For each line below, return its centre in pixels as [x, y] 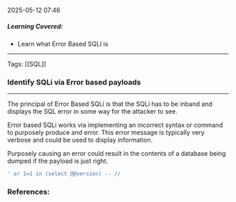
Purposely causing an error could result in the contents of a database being [117, 154]
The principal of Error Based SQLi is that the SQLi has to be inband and [110, 104]
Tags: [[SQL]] [27, 64]
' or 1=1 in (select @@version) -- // [64, 174]
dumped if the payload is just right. [58, 161]
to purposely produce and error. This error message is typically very [106, 133]
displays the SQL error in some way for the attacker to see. [92, 112]
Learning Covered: [35, 26]
